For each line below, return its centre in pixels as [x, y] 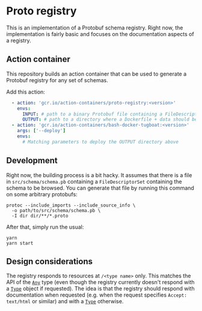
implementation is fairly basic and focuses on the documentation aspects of [100, 34]
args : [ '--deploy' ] [41, 131]
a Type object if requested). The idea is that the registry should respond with [100, 289]
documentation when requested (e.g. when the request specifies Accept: [97, 295]
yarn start [20, 243]
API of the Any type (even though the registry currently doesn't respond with [100, 282]
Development [32, 161]
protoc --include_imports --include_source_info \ [71, 205]
